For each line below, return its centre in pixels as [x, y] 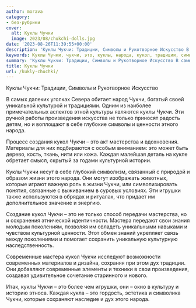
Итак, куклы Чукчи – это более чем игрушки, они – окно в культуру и [92, 287]
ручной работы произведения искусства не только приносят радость [93, 118]
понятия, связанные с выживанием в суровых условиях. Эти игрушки [93, 190]
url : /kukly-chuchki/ [32, 71]
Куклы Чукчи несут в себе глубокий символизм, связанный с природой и [98, 172]
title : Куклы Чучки [30, 66]
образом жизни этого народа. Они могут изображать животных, [87, 178]
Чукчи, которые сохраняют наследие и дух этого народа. [78, 299]
